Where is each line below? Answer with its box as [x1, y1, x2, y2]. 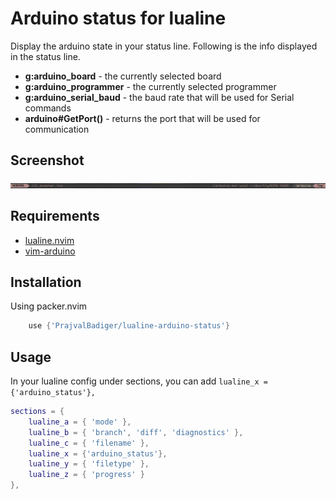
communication [24, 123, 90, 135]
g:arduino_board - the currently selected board [24, 70, 222, 82]
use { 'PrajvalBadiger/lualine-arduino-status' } [28, 321, 230, 331]
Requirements [10, 208, 100, 225]
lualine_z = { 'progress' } [28, 470, 145, 480]
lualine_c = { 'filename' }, [28, 438, 150, 448]
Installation [10, 273, 82, 291]
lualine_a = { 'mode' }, [28, 417, 132, 427]
